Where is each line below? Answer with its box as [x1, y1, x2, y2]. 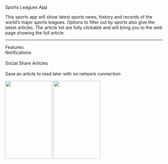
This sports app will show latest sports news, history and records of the [5, 14, 152, 19]
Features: [5, 44, 25, 50]
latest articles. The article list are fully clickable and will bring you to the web [5, 24, 162, 30]
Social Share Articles [5, 60, 48, 66]
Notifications [5, 49, 31, 55]
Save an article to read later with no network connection [5, 71, 121, 76]
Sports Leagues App [5, 4, 47, 10]
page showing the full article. [5, 30, 65, 35]
